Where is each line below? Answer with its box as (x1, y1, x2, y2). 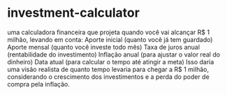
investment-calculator (7, 5, 140, 21)
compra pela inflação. (7, 80, 70, 88)
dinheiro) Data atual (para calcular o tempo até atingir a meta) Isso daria (7, 57, 214, 66)
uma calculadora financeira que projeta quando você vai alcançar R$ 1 (7, 28, 210, 36)
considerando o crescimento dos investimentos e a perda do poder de (7, 72, 210, 81)
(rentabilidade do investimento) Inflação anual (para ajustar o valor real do (7, 50, 221, 59)
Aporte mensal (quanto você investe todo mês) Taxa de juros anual (7, 43, 200, 51)
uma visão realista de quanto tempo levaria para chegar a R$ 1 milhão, (7, 65, 210, 73)
